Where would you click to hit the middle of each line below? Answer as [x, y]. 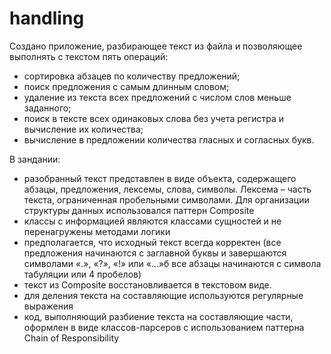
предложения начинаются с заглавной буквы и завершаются [155, 253]
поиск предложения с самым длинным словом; [126, 86]
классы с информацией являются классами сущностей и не [152, 221]
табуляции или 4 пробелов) [82, 274]
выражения [48, 306]
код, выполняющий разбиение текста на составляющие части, [158, 316]
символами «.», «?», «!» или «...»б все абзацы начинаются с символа [172, 263]
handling [47, 18]
